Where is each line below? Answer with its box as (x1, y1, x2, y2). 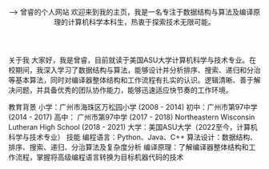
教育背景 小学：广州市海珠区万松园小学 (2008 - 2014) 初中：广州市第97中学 (8, 103, 258, 111)
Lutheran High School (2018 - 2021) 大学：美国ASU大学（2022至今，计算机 (8, 123, 258, 131)
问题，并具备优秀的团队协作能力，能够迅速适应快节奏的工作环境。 (14, 86, 233, 95)
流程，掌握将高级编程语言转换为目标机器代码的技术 (14, 152, 184, 162)
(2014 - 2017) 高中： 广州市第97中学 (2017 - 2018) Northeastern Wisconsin (8, 112, 255, 122)
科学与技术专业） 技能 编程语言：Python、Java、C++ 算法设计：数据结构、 (8, 132, 258, 142)
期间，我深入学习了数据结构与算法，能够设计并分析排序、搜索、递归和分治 (14, 66, 261, 74)
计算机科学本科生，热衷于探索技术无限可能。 (67, 18, 215, 26)
